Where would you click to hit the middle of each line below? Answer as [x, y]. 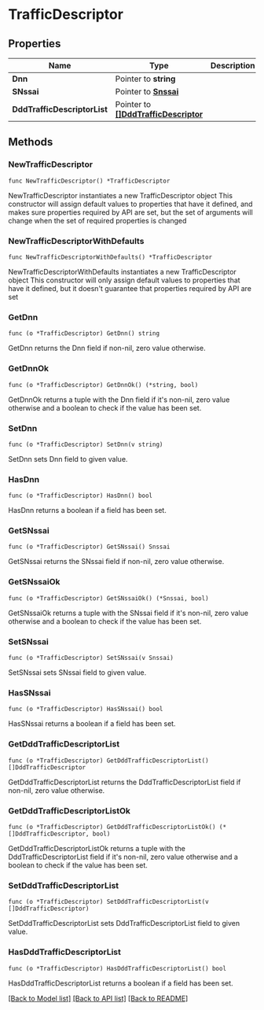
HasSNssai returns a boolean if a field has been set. [92, 724]
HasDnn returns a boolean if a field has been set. [87, 511]
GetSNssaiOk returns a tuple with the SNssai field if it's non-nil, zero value [128, 613]
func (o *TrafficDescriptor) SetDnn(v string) [86, 444]
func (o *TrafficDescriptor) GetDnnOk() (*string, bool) [103, 385]
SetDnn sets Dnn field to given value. [68, 459]
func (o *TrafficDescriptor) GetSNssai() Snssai [89, 547]
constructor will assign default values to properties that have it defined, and [130, 204]
